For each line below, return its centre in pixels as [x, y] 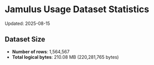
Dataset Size [25, 39]
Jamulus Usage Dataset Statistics [77, 9]
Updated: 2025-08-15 [28, 23]
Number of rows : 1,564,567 [41, 51]
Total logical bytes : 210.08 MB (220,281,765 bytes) [65, 57]
